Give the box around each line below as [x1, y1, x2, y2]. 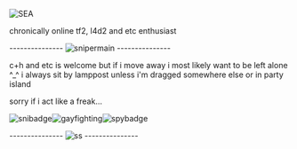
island [9, 79, 31, 89]
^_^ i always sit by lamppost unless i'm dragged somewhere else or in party [9, 69, 285, 80]
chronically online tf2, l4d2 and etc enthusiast [9, 26, 177, 35]
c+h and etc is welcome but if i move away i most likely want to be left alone [9, 60, 288, 70]
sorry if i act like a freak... [9, 96, 102, 106]
